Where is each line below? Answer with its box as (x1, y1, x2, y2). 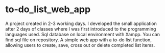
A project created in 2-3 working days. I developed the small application (5, 20, 157, 26)
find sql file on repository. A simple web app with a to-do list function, (5, 37, 152, 43)
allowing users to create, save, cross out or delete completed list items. (5, 42, 155, 48)
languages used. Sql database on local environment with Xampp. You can (5, 31, 160, 37)
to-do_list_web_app (5, 4, 91, 15)
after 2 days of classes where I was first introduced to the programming (5, 25, 156, 32)
